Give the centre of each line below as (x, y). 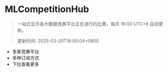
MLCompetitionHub (47, 9)
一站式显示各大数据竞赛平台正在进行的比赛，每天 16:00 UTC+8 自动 (88, 24)
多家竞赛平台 (25, 51)
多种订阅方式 (25, 58)
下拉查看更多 (25, 64)
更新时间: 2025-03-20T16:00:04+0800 (58, 41)
